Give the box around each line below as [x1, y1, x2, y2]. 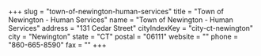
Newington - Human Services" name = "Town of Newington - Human [8, 15, 233, 24]
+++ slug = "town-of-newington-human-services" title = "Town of [8, 7, 224, 16]
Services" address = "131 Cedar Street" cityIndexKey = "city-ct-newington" [8, 24, 254, 32]
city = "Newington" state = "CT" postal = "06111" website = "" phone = [8, 32, 239, 41]
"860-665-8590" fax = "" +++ [8, 40, 107, 50]
